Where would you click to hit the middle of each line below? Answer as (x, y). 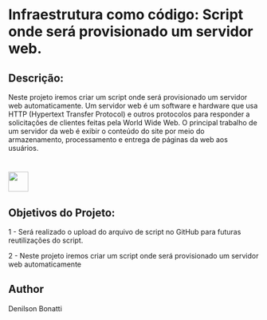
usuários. (24, 148)
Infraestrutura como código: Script (126, 15)
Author (26, 289)
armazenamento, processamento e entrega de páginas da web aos (118, 140)
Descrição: (36, 78)
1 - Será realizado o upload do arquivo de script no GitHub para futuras (125, 232)
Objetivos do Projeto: (62, 213)
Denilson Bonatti (35, 308)
